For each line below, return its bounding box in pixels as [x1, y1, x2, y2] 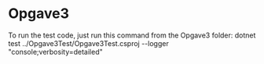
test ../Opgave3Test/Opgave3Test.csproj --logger [8, 38, 169, 48]
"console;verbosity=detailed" [8, 47, 104, 56]
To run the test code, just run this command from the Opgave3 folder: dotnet [8, 30, 256, 40]
